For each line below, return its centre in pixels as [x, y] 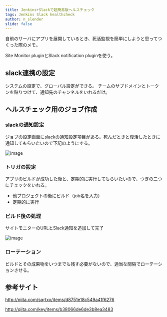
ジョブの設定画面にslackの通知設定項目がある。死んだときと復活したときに [83, 137]
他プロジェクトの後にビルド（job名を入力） [57, 196]
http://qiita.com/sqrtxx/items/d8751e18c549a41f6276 [60, 300]
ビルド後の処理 [23, 216]
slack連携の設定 [30, 73]
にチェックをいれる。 [27, 185]
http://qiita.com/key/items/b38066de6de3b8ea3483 [59, 309]
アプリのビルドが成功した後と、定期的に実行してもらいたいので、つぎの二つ [84, 179]
